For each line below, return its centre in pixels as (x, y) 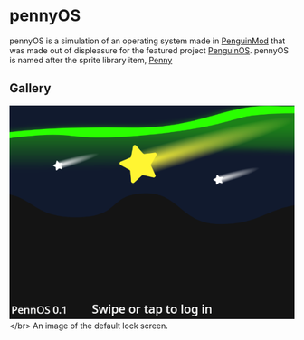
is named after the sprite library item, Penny (91, 60)
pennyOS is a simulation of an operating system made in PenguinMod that (147, 41)
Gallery (30, 88)
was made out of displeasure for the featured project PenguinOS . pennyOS (149, 50)
